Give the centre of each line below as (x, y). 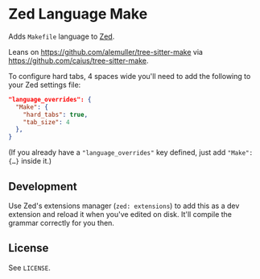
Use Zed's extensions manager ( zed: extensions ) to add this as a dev (124, 206)
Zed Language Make (78, 14)
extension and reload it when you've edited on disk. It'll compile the (120, 214)
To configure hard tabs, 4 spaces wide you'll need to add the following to (130, 76)
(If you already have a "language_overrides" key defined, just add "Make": (131, 152)
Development (43, 186)
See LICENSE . (29, 268)
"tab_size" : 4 (46, 122)
